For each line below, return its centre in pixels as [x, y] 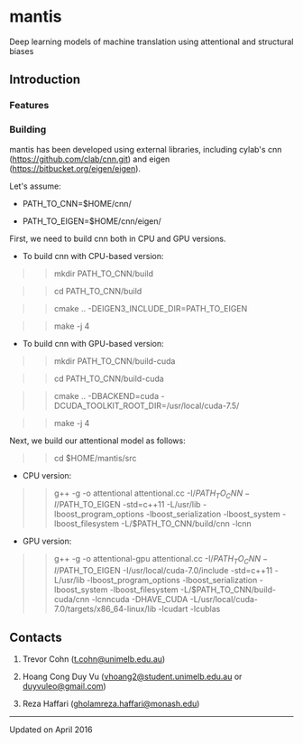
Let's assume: [35, 186]
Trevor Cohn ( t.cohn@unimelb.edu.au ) [94, 659]
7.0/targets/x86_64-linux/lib [105, 609]
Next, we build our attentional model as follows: [98, 441]
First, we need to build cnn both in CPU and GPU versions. [118, 238]
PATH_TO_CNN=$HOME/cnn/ [77, 203]
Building [28, 130]
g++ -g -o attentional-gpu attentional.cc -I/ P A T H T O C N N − [161, 560]
